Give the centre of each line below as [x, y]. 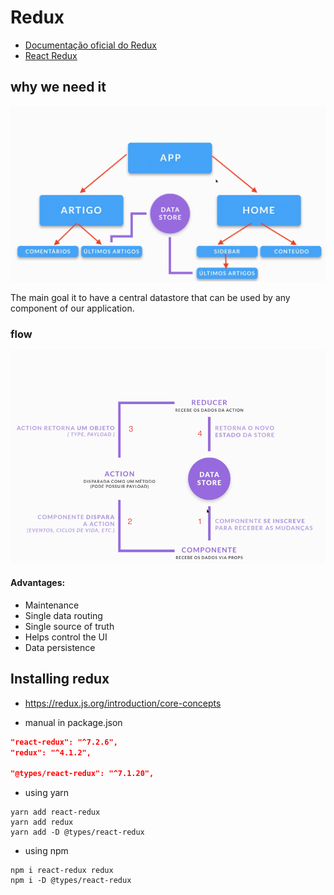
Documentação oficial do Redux [91, 45]
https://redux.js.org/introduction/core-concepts [123, 703]
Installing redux [60, 679]
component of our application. [72, 308]
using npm [46, 851]
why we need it [58, 87]
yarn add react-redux [55, 812]
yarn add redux [42, 822]
